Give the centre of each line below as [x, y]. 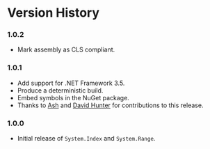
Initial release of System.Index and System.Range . [86, 139]
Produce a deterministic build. [60, 90]
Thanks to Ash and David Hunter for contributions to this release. [110, 105]
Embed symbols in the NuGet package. [73, 97]
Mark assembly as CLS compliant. [66, 49]
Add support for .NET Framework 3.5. [71, 83]
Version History [53, 13]
